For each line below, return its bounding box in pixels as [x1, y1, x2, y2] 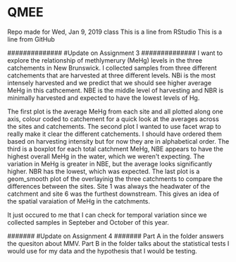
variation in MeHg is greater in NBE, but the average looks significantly [7, 159, 213, 168]
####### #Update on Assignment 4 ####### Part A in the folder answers [7, 232, 224, 240]
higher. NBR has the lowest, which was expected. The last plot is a [7, 167, 200, 175]
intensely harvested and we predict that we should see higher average [7, 78, 212, 87]
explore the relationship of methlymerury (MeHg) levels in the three [7, 56, 203, 64]
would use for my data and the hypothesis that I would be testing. [7, 247, 197, 255]
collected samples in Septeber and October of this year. [7, 218, 169, 226]
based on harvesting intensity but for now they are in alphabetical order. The [7, 137, 230, 145]
